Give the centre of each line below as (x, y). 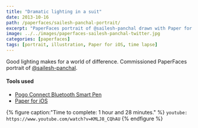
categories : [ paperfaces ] (38, 39)
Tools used (20, 81)
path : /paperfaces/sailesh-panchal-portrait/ (63, 23)
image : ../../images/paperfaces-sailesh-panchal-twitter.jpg (83, 34)
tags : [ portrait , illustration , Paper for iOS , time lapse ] (82, 45)
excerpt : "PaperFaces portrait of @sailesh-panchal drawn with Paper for (99, 28)
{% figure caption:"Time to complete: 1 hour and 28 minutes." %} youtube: (97, 113)
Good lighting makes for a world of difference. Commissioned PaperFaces (97, 61)
